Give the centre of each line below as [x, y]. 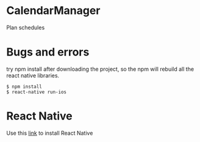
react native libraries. [33, 75]
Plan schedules [26, 27]
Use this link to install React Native [50, 133]
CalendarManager [53, 11]
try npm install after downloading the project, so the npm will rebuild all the [100, 69]
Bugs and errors [48, 52]
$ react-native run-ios [37, 92]
